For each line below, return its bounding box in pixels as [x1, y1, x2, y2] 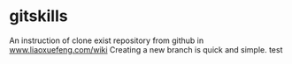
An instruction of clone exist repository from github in [9, 35, 204, 46]
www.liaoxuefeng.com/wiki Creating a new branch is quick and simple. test [9, 44, 283, 54]
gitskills [9, 6, 68, 26]
